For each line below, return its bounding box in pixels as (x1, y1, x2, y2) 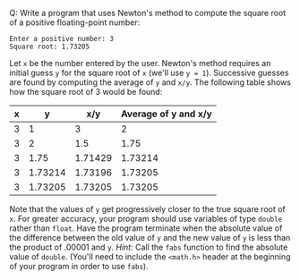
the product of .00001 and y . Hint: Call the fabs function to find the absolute (9, 242, 288, 252)
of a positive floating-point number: (9, 17, 141, 28)
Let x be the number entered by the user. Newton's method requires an (9, 58, 271, 68)
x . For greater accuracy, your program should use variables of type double (9, 214, 283, 224)
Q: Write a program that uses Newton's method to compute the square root (9, 8, 287, 18)
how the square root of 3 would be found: (9, 87, 163, 97)
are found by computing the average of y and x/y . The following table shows (9, 77, 291, 88)
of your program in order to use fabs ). (9, 261, 150, 271)
